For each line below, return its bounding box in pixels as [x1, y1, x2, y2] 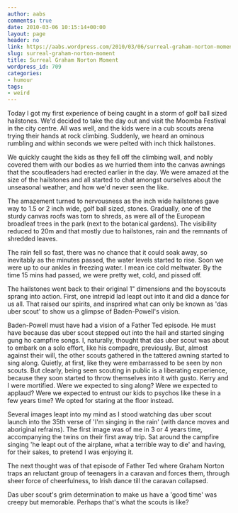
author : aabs [7, 10, 46, 18]
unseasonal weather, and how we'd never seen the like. [7, 183, 169, 192]
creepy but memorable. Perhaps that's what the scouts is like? [7, 498, 189, 507]
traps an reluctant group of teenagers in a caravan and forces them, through [7, 469, 230, 478]
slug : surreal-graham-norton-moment [7, 50, 115, 57]
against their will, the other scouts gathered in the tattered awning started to [7, 351, 229, 360]
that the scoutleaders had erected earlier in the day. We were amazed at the [7, 168, 229, 177]
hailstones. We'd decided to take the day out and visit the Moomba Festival [7, 116, 227, 125]
